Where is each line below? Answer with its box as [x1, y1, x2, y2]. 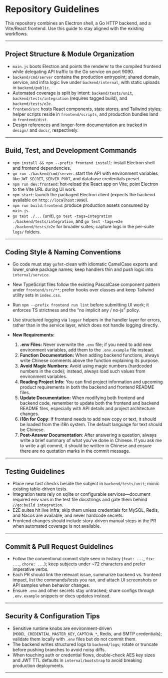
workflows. [5, 31, 28, 37]
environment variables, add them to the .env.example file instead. [19, 347, 154, 353]
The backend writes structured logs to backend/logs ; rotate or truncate [12, 641, 158, 647]
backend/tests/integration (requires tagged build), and [12, 95, 127, 101]
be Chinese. [19, 427, 45, 433]
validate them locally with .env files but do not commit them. [12, 636, 137, 642]
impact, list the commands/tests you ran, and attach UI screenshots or [12, 577, 157, 583]
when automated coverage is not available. [12, 523, 101, 529]
